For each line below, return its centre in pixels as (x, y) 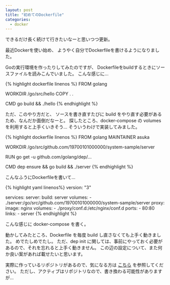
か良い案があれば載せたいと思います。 (45, 254)
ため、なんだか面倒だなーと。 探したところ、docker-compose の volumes (83, 121)
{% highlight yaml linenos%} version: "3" (48, 188)
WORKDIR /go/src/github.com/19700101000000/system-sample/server (80, 147)
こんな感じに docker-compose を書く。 (47, 224)
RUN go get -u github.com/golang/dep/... (48, 157)
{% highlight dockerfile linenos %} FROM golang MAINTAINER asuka (77, 137)
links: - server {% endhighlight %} (41, 214)
